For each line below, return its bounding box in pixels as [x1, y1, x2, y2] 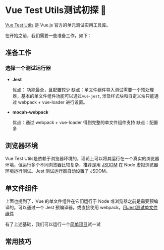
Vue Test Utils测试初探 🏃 [5, 4, 107, 16]
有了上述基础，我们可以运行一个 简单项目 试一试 [5, 221, 101, 227]
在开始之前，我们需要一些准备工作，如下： [5, 32, 92, 38]
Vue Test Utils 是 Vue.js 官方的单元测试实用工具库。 [5, 22, 110, 28]
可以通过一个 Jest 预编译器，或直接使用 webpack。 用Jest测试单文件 [18, 205, 158, 211]
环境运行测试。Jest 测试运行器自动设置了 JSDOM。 [5, 168, 110, 174]
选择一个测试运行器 [5, 65, 51, 72]
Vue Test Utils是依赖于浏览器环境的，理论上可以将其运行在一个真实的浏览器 [5, 155, 160, 162]
